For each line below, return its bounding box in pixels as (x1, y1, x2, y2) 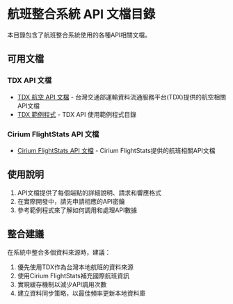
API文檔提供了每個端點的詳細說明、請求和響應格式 (17, 189, 162, 197)
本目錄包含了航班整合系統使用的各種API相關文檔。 (7, 31, 152, 39)
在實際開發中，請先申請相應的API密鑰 (17, 197, 125, 205)
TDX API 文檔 (7, 76, 52, 86)
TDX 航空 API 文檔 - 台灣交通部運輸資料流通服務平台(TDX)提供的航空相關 (17, 93, 226, 101)
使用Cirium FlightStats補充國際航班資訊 (17, 271, 130, 280)
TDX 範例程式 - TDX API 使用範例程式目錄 (17, 110, 137, 118)
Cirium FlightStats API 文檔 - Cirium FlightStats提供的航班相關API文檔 (17, 146, 216, 154)
